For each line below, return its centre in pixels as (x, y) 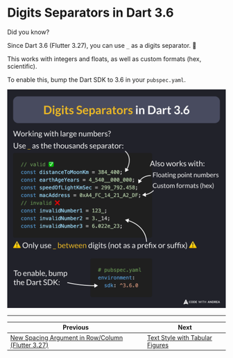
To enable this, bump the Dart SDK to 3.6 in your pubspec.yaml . (96, 79)
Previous (75, 327)
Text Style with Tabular (180, 337)
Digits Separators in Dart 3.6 (90, 13)
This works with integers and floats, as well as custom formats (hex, (104, 59)
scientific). (22, 66)
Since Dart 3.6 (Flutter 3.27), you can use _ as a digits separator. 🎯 (102, 45)
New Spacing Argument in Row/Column (67, 337)
